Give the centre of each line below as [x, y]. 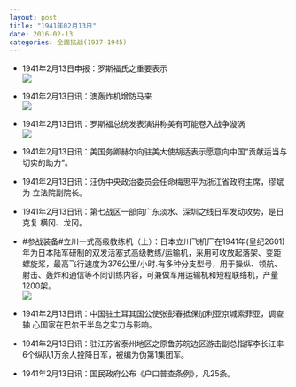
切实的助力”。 [47, 163]
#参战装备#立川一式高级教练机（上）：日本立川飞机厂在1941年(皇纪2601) [153, 241]
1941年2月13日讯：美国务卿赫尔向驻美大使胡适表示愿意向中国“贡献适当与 [155, 152]
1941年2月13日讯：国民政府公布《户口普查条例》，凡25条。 [129, 374]
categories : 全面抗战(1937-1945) [68, 42]
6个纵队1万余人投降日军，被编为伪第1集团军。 [105, 355]
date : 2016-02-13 [41, 34]
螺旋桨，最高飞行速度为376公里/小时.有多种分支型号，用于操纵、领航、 [152, 264]
